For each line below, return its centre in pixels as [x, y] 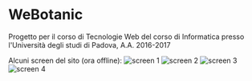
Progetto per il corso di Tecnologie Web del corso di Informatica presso [126, 37]
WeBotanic [46, 15]
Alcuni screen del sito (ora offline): [65, 60]
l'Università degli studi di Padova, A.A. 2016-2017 [89, 44]
